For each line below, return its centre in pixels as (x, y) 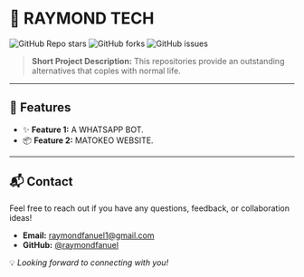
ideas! (21, 217)
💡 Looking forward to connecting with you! (89, 263)
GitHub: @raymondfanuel (71, 244)
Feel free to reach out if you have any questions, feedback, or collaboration (149, 208)
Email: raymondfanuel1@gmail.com (89, 235)
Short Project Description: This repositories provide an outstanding (158, 61)
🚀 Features (40, 108)
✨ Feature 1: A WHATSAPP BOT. (83, 129)
